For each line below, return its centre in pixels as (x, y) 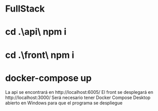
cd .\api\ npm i (36, 32)
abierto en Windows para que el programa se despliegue (64, 103)
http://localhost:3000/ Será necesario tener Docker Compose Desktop (78, 97)
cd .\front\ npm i (40, 55)
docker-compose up (48, 78)
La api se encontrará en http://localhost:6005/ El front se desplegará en (79, 92)
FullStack (25, 9)
